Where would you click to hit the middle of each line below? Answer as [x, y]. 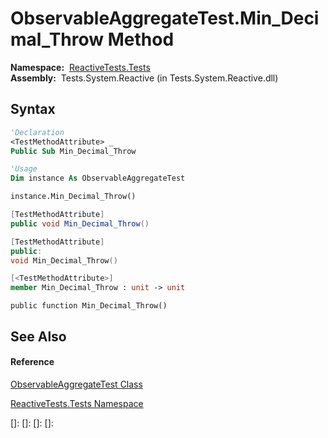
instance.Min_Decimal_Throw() [73, 197]
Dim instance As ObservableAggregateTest [98, 178]
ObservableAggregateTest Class [76, 384]
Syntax [33, 109]
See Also [38, 336]
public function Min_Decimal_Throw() [89, 306]
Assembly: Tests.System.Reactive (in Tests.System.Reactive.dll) [144, 78]
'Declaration [37, 132]
